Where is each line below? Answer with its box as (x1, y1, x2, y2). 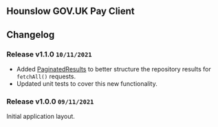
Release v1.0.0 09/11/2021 (6, 97, 94, 106)
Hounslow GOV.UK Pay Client (6, 5, 135, 17)
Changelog (6, 29, 55, 41)
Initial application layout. (6, 113, 75, 121)
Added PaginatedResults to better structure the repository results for (16, 65, 211, 73)
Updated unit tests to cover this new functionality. (16, 80, 157, 88)
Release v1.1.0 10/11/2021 (6, 49, 92, 59)
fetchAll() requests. (16, 72, 76, 81)
